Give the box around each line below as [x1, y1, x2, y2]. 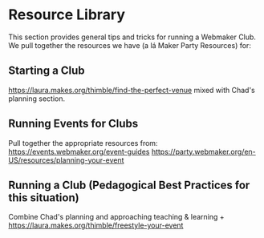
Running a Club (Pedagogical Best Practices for [8, 178, 250, 192]
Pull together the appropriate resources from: [8, 138, 158, 147]
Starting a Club [8, 64, 86, 78]
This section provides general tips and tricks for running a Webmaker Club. [8, 32, 257, 42]
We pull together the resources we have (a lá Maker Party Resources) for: [8, 40, 251, 50]
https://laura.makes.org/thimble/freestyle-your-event [8, 220, 184, 230]
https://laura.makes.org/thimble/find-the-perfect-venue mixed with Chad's [8, 85, 255, 95]
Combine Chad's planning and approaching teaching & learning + [8, 212, 225, 222]
